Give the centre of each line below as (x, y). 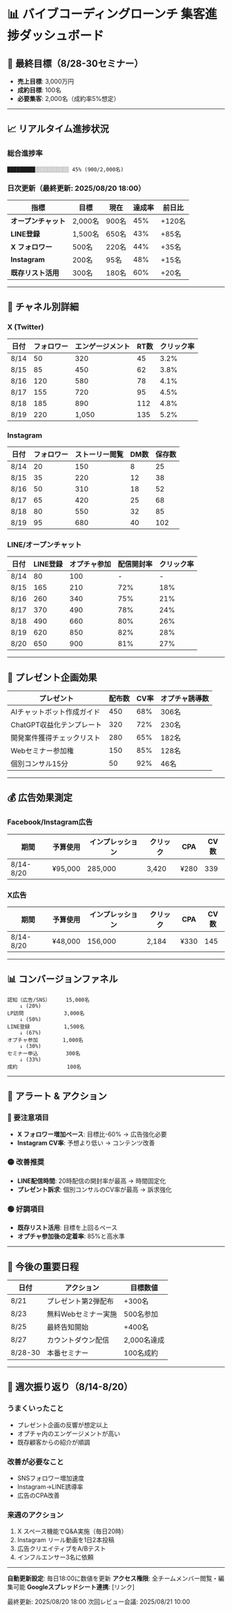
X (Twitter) (26, 327)
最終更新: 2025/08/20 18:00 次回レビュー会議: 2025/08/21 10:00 (99, 1602)
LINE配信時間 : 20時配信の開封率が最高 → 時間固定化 (91, 1181)
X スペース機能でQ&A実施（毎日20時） (72, 1531)
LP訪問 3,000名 (46, 1013)
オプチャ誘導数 (185, 699)
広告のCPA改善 (38, 1495)
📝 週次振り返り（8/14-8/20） (70, 1387)
